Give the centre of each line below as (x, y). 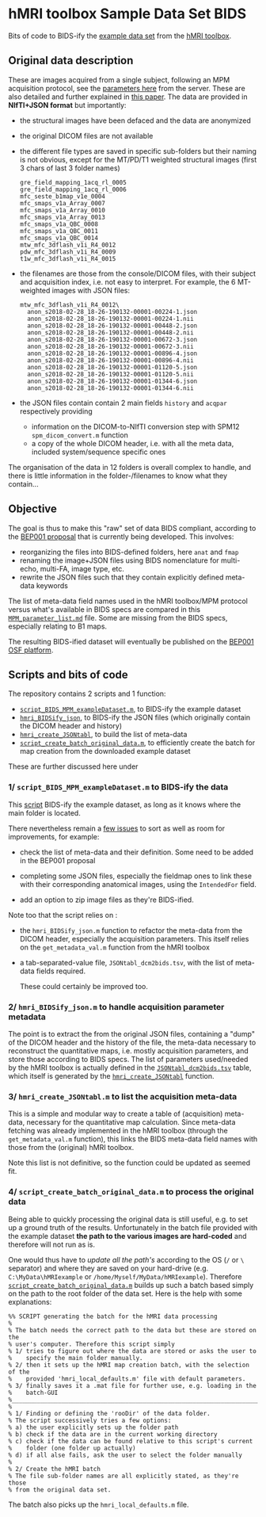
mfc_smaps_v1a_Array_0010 (62, 210)
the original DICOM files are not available (86, 136)
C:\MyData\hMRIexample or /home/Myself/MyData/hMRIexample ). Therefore (125, 1276)
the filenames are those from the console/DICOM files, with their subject (137, 273)
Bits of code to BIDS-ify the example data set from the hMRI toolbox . (120, 36)
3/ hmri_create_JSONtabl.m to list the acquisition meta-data (123, 1096)
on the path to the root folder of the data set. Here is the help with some (125, 1293)
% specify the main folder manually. (76, 1358)
